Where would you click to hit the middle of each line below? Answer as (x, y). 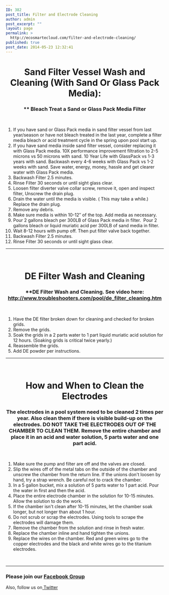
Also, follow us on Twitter (32, 587)
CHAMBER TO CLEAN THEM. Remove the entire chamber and (85, 430)
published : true (23, 43)
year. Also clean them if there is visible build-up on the (85, 418)
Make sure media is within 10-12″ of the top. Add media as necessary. (85, 215)
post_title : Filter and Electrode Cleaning (52, 15)
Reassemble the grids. (36, 345)
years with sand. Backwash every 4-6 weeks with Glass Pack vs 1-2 (83, 162)
